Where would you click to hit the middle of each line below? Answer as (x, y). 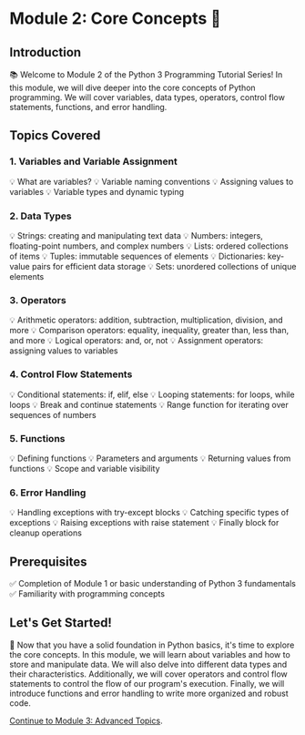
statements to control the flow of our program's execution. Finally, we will (147, 683)
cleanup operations (46, 533)
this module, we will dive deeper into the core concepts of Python (133, 87)
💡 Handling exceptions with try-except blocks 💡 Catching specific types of (149, 513)
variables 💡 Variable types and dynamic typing (97, 191)
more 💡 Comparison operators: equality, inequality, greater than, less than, (149, 331)
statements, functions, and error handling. (88, 107)
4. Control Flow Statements (71, 374)
